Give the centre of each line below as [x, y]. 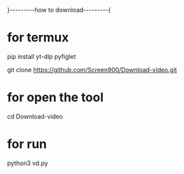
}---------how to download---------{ [59, 10]
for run [27, 144]
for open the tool [56, 98]
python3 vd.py [27, 163]
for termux [38, 38]
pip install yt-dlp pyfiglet [42, 56]
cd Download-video [35, 116]
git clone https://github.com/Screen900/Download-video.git [92, 70]
